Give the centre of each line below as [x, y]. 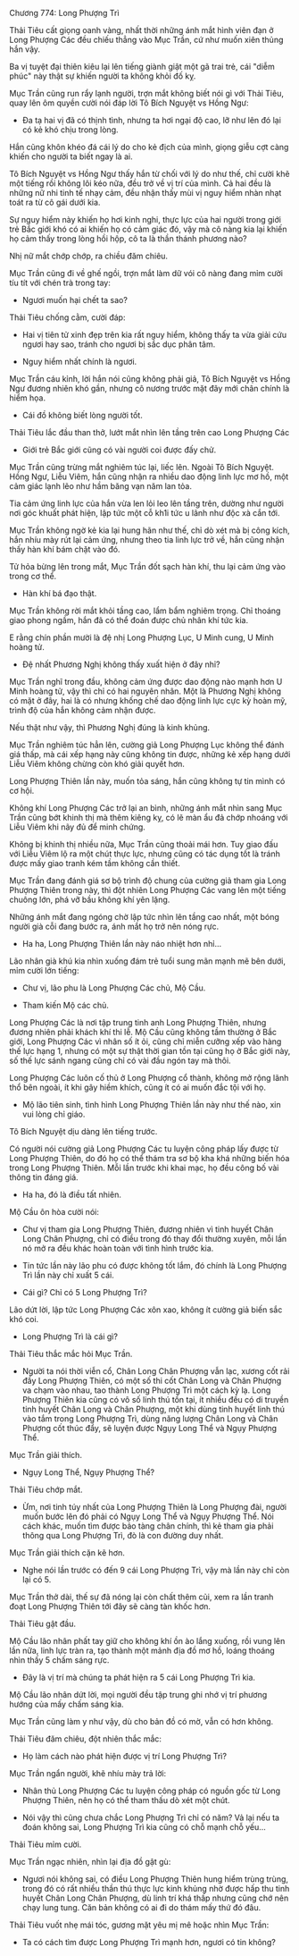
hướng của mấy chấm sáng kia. [66, 1704]
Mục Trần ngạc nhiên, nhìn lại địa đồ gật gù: [90, 1862]
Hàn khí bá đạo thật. [59, 593]
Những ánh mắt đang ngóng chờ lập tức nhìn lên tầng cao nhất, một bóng [144, 917]
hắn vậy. [25, 49]
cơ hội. [22, 791]
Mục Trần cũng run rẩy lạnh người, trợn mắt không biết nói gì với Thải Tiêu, [146, 93]
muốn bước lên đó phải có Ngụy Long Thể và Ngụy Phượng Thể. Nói [148, 1516]
